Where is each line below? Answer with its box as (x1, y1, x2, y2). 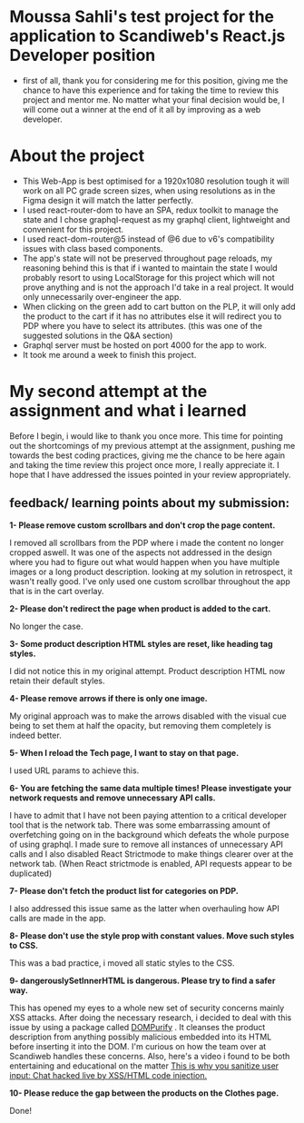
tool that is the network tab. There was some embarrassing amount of (9, 820, 270, 830)
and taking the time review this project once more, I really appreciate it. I (9, 459, 279, 470)
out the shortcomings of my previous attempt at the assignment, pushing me (9, 440, 296, 451)
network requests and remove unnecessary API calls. (9, 792, 216, 803)
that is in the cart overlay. (9, 585, 104, 596)
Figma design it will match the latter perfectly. (22, 194, 193, 205)
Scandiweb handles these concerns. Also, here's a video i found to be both (9, 1050, 290, 1061)
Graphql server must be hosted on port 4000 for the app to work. (22, 339, 268, 351)
